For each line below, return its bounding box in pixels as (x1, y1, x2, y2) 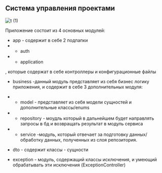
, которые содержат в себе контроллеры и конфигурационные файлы (5, 68, 156, 75)
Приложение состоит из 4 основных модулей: (5, 27, 105, 33)
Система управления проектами (5, 4, 115, 13)
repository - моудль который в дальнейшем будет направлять (20, 115, 154, 121)
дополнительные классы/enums (20, 104, 90, 111)
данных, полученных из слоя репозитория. (44, 136, 138, 143)
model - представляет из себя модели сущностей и (20, 99, 132, 105)
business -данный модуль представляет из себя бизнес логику (12, 78, 149, 84)
